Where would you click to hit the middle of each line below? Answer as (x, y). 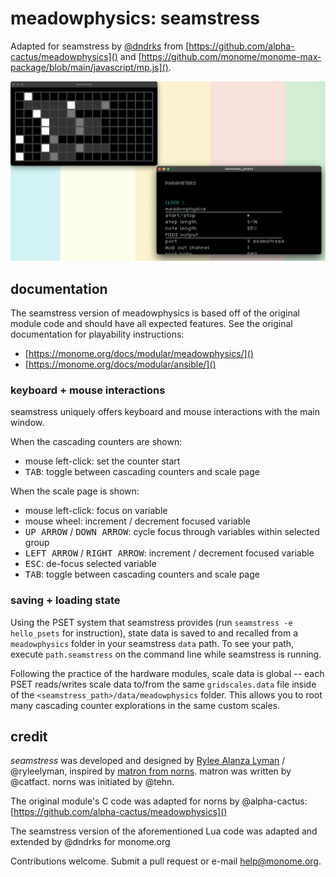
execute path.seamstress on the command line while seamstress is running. (166, 654)
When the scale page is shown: (75, 491)
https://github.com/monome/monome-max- (231, 56)
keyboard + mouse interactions (88, 390)
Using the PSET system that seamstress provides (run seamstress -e (151, 622)
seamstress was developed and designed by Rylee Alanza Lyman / (148, 761)
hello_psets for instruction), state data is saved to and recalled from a (154, 633)
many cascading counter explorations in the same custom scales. (145, 705)
